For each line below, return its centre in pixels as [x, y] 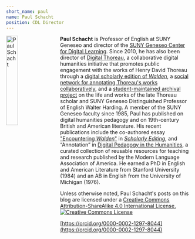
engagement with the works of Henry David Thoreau [124, 70]
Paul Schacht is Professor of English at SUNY [115, 39]
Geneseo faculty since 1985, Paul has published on [122, 114]
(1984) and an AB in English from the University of [120, 176]
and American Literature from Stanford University [120, 170]
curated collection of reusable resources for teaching [125, 151]
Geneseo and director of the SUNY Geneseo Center [123, 45]
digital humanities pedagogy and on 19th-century [120, 120]
